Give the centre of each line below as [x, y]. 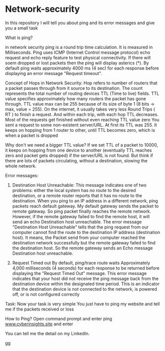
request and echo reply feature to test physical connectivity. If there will [78, 57]
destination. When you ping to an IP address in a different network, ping [85, 200]
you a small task [21, 28]
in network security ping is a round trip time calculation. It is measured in [79, 47]
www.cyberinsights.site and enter [39, 324]
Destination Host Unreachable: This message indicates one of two [79, 185]
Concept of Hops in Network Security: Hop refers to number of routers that [81, 83]
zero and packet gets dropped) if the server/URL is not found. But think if [79, 155]
